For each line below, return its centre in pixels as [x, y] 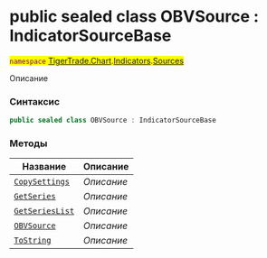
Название [44, 167]
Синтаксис [35, 101]
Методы [29, 143]
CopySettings [42, 182]
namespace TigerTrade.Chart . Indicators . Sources [96, 60]
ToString [33, 240]
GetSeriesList [44, 211]
